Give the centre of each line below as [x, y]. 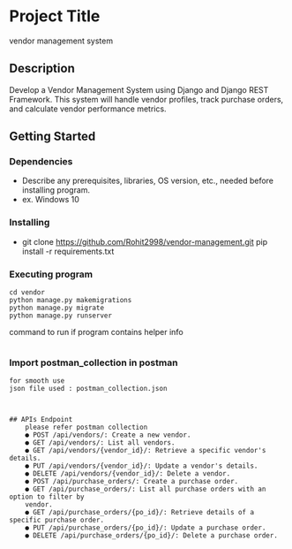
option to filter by [47, 497]
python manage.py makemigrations [71, 301]
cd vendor [27, 293]
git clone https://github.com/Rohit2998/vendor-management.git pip [144, 241]
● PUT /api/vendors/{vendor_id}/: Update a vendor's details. [142, 466]
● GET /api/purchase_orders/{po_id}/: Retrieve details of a [139, 513]
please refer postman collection [86, 427]
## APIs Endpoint [41, 420]
